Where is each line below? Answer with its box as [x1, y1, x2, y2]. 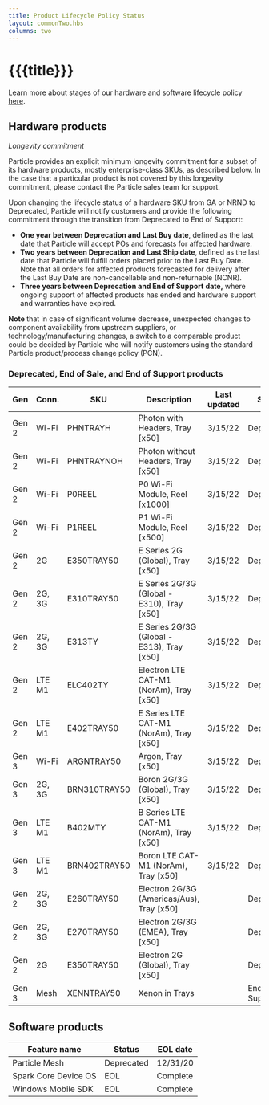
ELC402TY [66, 679, 109, 691]
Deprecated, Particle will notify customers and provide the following [8, 206, 232, 216]
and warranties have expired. [19, 299, 116, 308]
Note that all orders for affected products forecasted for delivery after [19, 264, 250, 274]
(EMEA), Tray [138, 927, 188, 938]
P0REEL [66, 489, 98, 500]
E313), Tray [138, 642, 183, 653]
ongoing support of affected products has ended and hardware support [19, 290, 256, 300]
